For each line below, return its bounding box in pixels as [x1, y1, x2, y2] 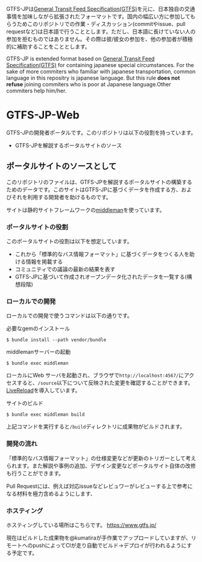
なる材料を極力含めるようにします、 [6, 490, 96, 497]
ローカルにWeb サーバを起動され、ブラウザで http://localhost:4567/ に [6, 372, 185, 379]
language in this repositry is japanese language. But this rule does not [6, 74, 180, 81]
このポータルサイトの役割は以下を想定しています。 [6, 238, 133, 245]
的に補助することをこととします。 [6, 43, 90, 50]
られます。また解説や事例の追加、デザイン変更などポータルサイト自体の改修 [6, 462, 196, 469]
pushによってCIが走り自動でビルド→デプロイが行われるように [32, 541, 187, 549]
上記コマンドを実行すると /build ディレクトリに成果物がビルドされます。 [6, 423, 186, 430]
